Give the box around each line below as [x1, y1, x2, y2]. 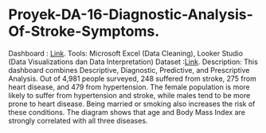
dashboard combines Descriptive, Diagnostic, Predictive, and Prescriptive [8, 65, 250, 74]
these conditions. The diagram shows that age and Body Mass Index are [8, 107, 245, 116]
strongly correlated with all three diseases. [8, 116, 148, 125]
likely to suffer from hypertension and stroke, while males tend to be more [8, 90, 251, 100]
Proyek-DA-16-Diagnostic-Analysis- [8, 6, 253, 24]
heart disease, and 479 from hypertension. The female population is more [8, 82, 251, 92]
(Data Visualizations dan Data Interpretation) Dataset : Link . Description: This [8, 57, 259, 66]
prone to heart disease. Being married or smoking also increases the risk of [8, 99, 256, 108]
